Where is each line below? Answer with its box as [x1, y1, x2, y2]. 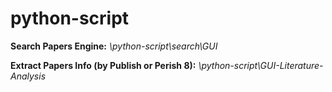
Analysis [10, 70, 47, 82]
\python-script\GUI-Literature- [198, 59, 324, 71]
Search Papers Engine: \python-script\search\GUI [10, 40, 218, 52]
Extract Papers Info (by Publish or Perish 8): [10, 59, 197, 71]
